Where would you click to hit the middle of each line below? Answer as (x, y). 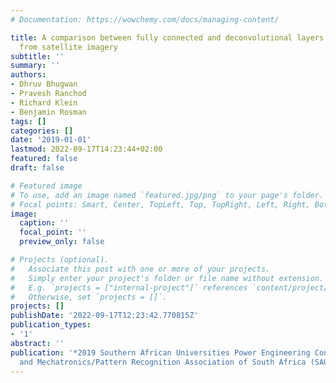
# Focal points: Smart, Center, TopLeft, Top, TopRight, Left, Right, (160, 204)
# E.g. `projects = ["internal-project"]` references (129, 287)
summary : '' (35, 66)
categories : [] (42, 131)
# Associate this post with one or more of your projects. (140, 269)
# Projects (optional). (60, 260)
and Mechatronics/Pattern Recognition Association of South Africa (163, 362)
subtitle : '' (37, 56)
